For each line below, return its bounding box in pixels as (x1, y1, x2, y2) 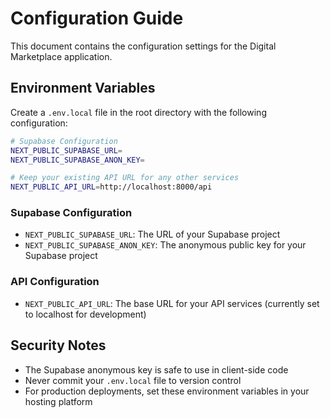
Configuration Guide (10, 7, 184, 30)
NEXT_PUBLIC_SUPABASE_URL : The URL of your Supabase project (24, 228, 281, 241)
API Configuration (10, 275, 100, 289)
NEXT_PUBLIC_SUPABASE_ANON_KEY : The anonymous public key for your (24, 239, 307, 251)
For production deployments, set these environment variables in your (24, 385, 310, 397)
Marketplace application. (10, 50, 113, 62)
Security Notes (10, 337, 107, 354)
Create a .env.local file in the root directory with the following (10, 106, 267, 118)
